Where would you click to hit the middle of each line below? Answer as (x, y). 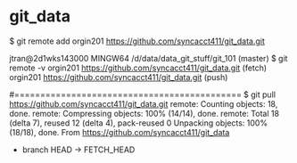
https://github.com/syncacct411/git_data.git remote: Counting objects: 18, (144, 103)
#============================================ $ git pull (143, 94)
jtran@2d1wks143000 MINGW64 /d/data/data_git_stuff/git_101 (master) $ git (148, 58)
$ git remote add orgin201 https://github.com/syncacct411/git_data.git (137, 41)
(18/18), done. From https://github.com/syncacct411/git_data (120, 132)
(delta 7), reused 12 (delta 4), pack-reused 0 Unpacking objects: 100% (139, 123)
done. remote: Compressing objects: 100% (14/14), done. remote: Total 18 (144, 113)
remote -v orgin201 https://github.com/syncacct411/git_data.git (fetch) (138, 68)
